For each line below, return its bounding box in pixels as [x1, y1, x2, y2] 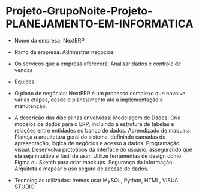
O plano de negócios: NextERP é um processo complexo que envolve [14, 89, 186, 97]
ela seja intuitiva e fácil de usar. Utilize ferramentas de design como [14, 152, 182, 160]
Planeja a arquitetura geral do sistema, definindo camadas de [14, 133, 166, 140]
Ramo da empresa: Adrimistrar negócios [14, 48, 114, 55]
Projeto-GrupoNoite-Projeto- [5, 4, 153, 18]
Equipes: [14, 78, 37, 85]
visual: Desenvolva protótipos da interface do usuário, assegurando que [14, 146, 192, 153]
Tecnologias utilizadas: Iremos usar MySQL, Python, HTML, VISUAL [14, 176, 182, 184]
